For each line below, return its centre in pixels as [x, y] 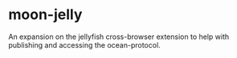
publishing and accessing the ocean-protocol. [84, 44]
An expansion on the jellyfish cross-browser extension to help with [119, 37]
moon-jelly [45, 15]
